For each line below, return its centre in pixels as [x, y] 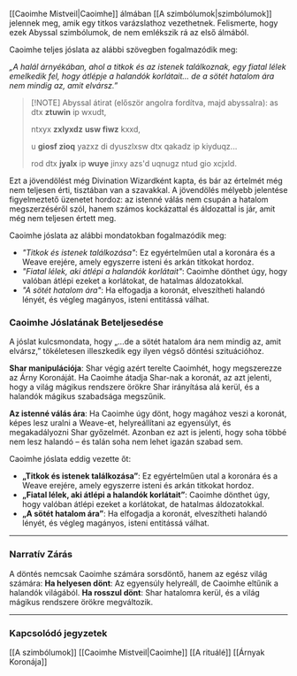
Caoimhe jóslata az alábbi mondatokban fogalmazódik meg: [118, 235]
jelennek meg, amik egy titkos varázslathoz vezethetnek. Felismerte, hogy [144, 23]
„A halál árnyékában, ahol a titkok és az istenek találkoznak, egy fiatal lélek [148, 67]
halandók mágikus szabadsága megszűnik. [88, 396]
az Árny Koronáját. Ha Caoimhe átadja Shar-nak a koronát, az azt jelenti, [141, 378]
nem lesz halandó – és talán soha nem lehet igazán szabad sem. [126, 442]
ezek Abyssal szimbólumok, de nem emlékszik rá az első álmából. [129, 32]
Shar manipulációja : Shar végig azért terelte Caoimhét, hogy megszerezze [146, 368]
